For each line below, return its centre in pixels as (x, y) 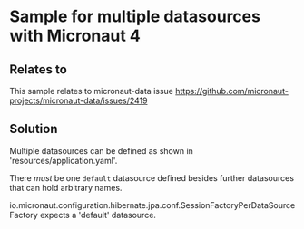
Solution (34, 129)
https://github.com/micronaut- (232, 91)
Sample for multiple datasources (135, 17)
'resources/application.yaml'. (64, 160)
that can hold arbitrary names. (66, 187)
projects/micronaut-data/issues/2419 (78, 100)
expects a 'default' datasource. (98, 215)
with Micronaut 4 (75, 36)
